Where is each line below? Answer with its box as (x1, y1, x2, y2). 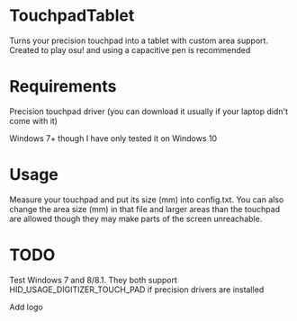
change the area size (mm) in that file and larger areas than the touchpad (9, 203, 281, 214)
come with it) (9, 115, 58, 126)
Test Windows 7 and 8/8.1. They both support (9, 274, 178, 285)
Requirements (9, 76, 117, 97)
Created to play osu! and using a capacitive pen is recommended (9, 44, 251, 55)
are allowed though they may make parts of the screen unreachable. (9, 213, 263, 224)
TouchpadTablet (9, 5, 135, 26)
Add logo (9, 301, 43, 312)
